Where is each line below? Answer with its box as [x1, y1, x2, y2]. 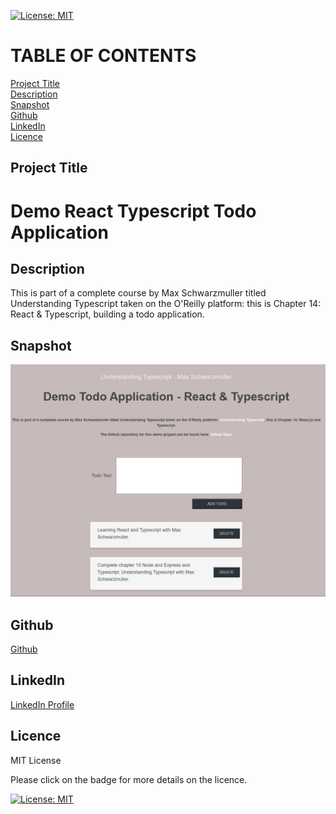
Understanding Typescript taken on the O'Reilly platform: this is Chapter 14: [10, 298, 322, 310]
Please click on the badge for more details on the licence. [10, 773, 248, 785]
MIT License [10, 754, 62, 766]
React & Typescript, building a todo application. [10, 308, 205, 320]
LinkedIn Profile [10, 698, 75, 710]
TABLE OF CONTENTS [10, 45, 197, 67]
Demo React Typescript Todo [10, 200, 257, 222]
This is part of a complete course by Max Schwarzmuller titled [10, 287, 267, 299]
